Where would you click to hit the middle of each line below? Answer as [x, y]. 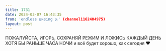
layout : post [19, 24]
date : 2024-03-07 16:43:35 [33, 14]
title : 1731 [18, 10]
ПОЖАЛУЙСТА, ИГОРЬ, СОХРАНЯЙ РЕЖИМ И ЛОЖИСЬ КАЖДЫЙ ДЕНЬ [83, 38]
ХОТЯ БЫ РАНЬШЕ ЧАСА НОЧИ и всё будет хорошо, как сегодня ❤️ [78, 43]
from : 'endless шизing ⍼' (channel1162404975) [55, 19]
